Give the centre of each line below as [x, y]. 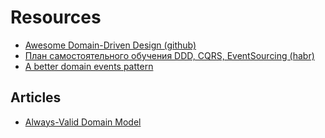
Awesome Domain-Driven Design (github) [110, 45]
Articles [36, 97]
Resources [56, 17]
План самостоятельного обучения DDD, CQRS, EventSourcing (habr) [169, 55]
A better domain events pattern [89, 66]
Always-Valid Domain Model [83, 122]
